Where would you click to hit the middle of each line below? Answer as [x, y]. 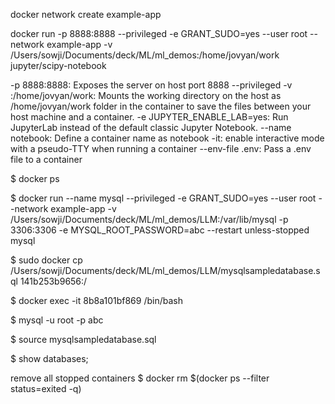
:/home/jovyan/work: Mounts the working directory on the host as [146, 95]
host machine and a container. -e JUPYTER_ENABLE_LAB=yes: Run [149, 117]
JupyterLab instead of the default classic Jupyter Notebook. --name [151, 127]
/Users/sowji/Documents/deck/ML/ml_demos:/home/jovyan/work [145, 55]
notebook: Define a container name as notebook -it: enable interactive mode [167, 138]
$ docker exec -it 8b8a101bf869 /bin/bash [96, 300]
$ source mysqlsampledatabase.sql [83, 339]
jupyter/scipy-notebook [58, 65]
